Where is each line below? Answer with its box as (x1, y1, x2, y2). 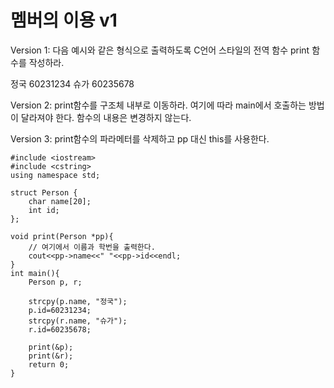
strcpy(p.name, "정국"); (28, 296, 128, 306)
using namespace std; (10, 170, 101, 180)
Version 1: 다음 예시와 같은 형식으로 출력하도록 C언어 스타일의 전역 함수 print (10, 44, 310, 56)
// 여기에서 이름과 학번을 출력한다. (28, 242, 156, 252)
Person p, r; (28, 277, 83, 287)
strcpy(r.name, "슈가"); (28, 316, 128, 326)
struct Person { (10, 187, 78, 198)
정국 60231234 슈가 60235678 (10, 77, 135, 90)
